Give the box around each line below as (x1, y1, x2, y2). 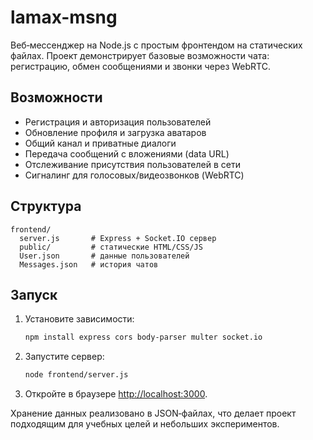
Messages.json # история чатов (19, 259, 159, 270)
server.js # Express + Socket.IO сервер (19, 233, 217, 243)
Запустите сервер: (24, 351, 105, 363)
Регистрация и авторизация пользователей (24, 116, 212, 128)
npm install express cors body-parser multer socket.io (24, 332, 263, 343)
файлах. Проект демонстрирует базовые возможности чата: (10, 49, 270, 61)
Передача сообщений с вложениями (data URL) (24, 147, 230, 160)
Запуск (10, 286, 58, 303)
